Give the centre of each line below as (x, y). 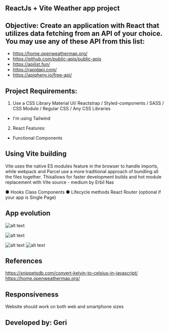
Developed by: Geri (36, 323)
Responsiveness (32, 294)
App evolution (28, 213)
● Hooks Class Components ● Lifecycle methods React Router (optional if (83, 192)
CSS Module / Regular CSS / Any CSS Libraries (61, 109)
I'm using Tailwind (31, 118)
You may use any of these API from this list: (75, 41)
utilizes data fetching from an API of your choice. (84, 33)
